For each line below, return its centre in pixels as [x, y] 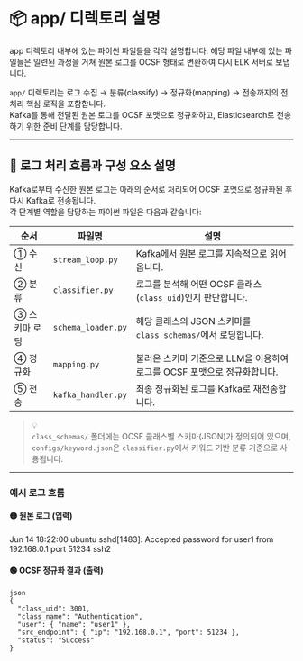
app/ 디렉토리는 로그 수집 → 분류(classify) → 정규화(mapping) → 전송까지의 [144, 92]
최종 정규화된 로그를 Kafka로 [193, 388]
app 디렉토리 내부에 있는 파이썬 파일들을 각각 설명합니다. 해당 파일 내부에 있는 [146, 50]
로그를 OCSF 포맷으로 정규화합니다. [207, 372]
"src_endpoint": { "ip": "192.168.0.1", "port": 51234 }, [129, 633]
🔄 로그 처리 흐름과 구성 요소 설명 [92, 166]
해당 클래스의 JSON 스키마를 [193, 321]
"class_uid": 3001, [54, 609]
